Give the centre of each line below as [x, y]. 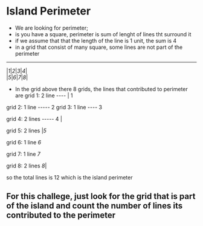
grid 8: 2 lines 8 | [27, 166]
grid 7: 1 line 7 [24, 154]
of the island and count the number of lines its [95, 206]
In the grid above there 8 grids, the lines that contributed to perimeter [101, 89]
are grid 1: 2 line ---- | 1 [44, 95]
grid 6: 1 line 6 [24, 142]
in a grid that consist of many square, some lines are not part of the [99, 47]
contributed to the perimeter [61, 215]
